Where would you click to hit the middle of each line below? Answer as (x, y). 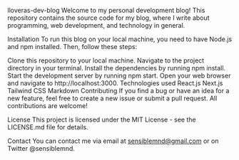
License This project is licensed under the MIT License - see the (102, 119)
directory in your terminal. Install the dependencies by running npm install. (117, 68)
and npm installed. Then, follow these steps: (72, 47)
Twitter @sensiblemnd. (41, 148)
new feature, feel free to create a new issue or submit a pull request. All (112, 98)
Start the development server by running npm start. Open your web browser (119, 75)
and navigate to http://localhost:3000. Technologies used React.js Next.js (115, 83)
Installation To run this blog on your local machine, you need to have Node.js (120, 39)
